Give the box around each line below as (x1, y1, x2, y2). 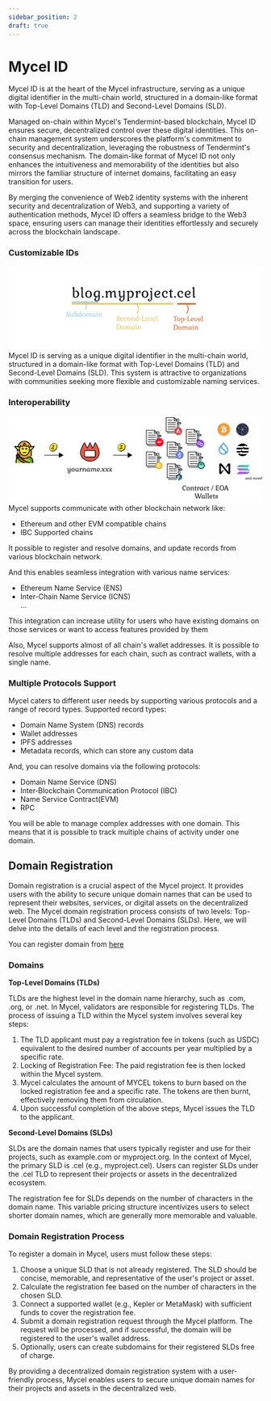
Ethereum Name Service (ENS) (19, 583, 123, 593)
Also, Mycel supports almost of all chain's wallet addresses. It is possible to (8, 639, 260, 650)
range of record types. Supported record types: (8, 704, 167, 714)
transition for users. (8, 177, 74, 187)
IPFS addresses (19, 736, 73, 747)
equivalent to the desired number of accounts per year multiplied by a (19, 1044, 252, 1053)
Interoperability (8, 396, 71, 407)
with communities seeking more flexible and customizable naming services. (8, 376, 260, 386)
